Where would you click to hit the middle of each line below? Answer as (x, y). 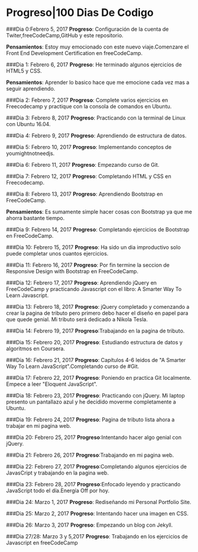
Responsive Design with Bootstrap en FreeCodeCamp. (72, 271)
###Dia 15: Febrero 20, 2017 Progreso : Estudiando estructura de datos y (95, 342)
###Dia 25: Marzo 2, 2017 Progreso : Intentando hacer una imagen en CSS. (98, 513)
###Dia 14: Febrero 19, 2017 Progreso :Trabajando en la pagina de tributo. (95, 331)
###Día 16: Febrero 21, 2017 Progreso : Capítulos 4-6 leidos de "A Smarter (96, 360)
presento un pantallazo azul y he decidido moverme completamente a (91, 402)
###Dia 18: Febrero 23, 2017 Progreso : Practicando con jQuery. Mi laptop (95, 395)
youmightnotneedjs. (30, 153)
